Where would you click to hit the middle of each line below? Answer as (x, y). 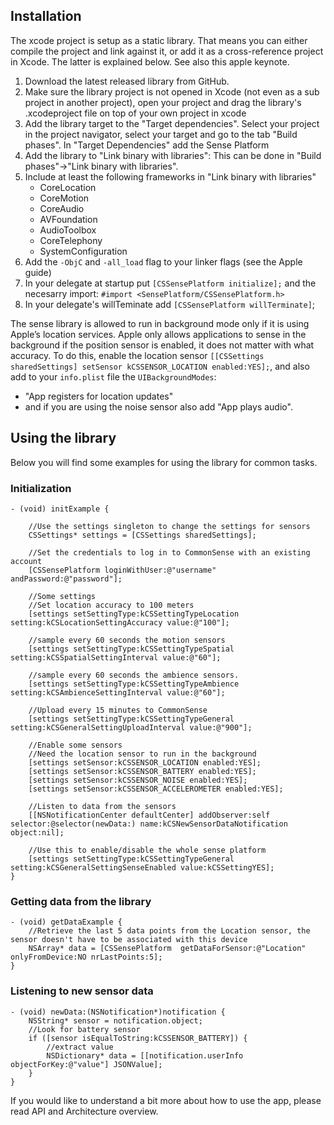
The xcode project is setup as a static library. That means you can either (159, 40)
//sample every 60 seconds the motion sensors (127, 640)
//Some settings (62, 596)
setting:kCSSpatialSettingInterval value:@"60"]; (116, 657)
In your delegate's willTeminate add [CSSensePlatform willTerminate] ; (170, 304)
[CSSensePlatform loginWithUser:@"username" (122, 570)
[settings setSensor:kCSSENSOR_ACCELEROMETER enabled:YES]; (156, 789)
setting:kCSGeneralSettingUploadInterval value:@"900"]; (131, 727)
